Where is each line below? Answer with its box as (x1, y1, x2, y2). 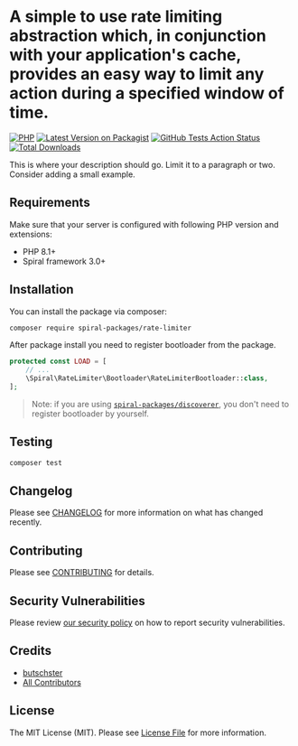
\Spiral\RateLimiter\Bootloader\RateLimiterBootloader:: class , (25, 374, 269, 383)
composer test (9, 458, 63, 467)
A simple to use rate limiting (9, 6, 223, 27)
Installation (9, 282, 74, 297)
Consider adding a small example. (9, 169, 135, 180)
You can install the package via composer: (9, 305, 167, 317)
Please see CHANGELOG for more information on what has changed (9, 508, 264, 518)
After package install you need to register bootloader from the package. (9, 340, 277, 350)
